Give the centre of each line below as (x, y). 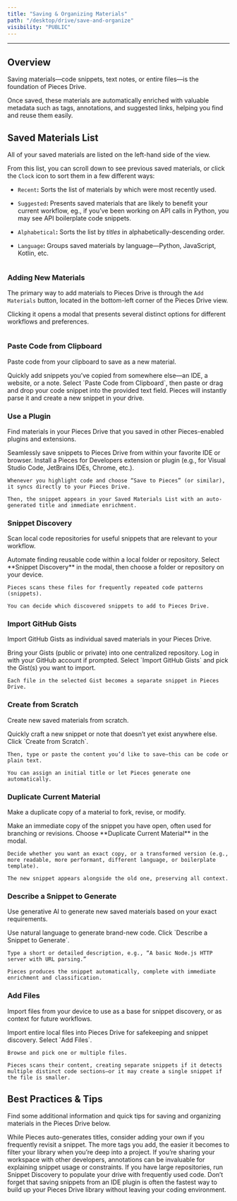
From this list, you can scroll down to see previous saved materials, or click (116, 168)
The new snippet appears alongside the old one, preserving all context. (118, 879)
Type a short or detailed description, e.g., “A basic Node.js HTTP (110, 953)
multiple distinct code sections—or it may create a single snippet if (115, 1071)
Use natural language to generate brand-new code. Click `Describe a (108, 933)
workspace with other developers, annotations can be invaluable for (106, 1160)
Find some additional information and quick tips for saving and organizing (114, 1116)
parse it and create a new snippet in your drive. (76, 398)
